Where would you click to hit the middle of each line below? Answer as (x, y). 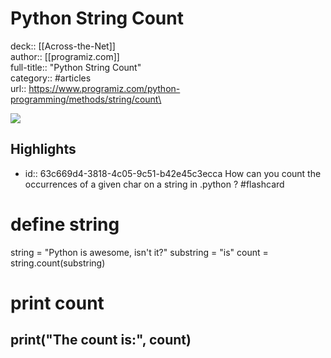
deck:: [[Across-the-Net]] (63, 46)
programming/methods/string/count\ (86, 99)
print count (57, 303)
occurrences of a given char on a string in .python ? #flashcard (154, 184)
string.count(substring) (58, 263)
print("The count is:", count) (101, 340)
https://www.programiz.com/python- (104, 88)
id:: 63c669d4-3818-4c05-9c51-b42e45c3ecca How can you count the (173, 173)
